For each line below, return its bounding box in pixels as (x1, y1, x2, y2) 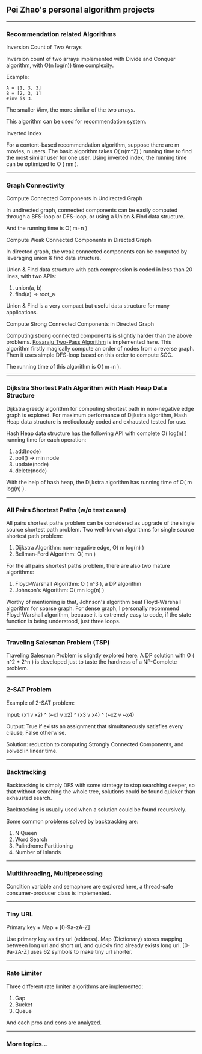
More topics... (6, 1040, 48, 1048)
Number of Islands (14, 848, 61, 856)
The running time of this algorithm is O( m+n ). (6, 363, 121, 370)
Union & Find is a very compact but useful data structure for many (6, 302, 170, 310)
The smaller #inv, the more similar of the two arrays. (6, 106, 135, 113)
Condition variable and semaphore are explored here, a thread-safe (6, 883, 173, 891)
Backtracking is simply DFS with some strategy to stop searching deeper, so (6, 781, 195, 789)
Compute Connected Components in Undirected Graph (6, 195, 143, 202)
